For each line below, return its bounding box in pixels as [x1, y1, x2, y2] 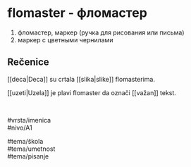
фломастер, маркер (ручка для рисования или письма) [17, 28, 185, 37]
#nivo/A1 [7, 123, 33, 132]
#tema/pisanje [7, 151, 49, 160]
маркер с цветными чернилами [17, 35, 113, 44]
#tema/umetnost [7, 144, 56, 153]
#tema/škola [7, 137, 44, 145]
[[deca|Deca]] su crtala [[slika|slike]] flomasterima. [7, 75, 155, 83]
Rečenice [7, 56, 49, 68]
